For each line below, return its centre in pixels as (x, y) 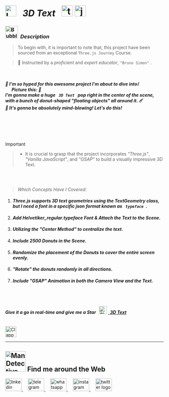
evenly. (20, 257)
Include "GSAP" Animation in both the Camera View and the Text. (83, 281)
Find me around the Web (66, 370)
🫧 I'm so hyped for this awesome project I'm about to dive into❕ (72, 84)
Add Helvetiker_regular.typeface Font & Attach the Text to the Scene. (87, 218)
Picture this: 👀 (26, 90)
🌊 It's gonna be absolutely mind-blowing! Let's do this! (64, 108)
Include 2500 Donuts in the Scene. (50, 241)
